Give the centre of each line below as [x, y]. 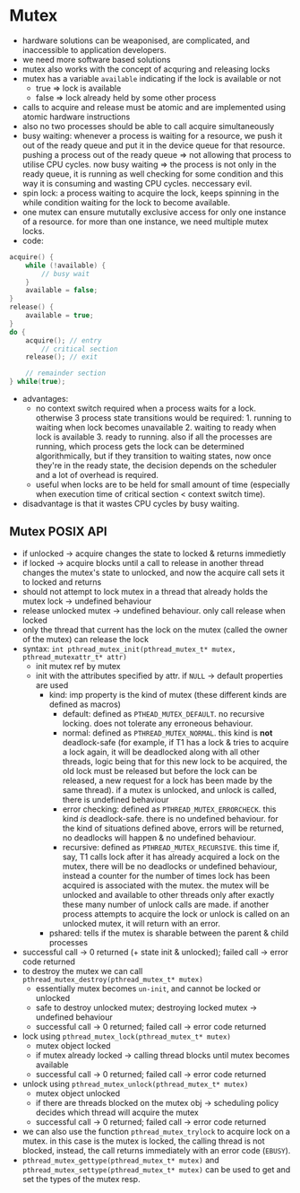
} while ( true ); [38, 382]
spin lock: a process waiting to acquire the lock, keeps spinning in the [150, 193]
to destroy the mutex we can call [82, 971]
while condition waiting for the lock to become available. [126, 202]
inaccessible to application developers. [94, 49]
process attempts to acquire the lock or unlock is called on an [176, 914]
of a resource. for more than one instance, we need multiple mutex [145, 222]
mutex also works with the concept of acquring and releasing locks [146, 69]
